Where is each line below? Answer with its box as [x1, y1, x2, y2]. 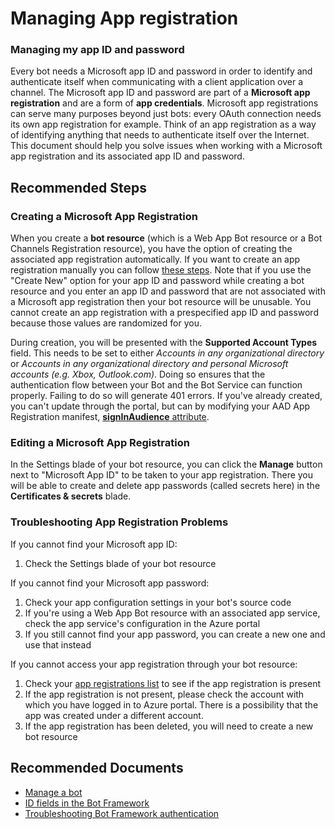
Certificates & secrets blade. [10, 490, 132, 502]
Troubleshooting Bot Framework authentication [24, 807, 220, 819]
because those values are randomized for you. [10, 317, 202, 329]
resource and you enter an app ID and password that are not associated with [10, 285, 326, 297]
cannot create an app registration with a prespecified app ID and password [10, 307, 319, 319]
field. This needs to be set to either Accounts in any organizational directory [10, 347, 325, 359]
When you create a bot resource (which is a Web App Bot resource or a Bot [10, 232, 323, 244]
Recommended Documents [10, 760, 184, 777]
